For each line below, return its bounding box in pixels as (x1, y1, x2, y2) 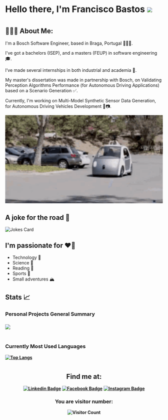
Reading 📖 (12, 265, 34, 271)
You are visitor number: (54, 398, 113, 405)
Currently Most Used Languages (5, 343, 86, 350)
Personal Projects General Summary (5, 311, 95, 318)
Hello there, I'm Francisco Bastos (5, 4, 145, 15)
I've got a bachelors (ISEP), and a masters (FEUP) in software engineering (5, 50, 157, 56)
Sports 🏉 (12, 270, 31, 276)
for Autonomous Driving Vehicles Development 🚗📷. (5, 103, 111, 109)
